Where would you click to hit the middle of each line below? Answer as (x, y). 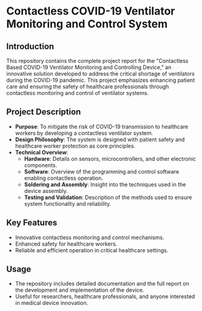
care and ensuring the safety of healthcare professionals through (88, 87)
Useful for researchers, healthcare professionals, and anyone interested (105, 296)
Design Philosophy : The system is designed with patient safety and (100, 139)
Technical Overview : (42, 152)
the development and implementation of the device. (79, 290)
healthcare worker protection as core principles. (75, 146)
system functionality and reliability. (68, 203)
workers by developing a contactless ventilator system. (84, 133)
